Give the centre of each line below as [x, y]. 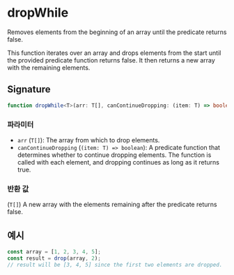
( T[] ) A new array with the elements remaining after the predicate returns [112, 205]
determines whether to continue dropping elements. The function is [114, 155]
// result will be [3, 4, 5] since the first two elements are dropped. [115, 265]
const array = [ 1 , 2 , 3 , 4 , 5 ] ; [54, 252]
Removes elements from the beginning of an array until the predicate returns [117, 32]
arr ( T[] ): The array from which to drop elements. [88, 140]
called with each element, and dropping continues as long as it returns [118, 162]
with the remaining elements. [49, 67]
